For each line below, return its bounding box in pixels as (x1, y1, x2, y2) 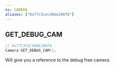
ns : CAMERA (5, 7, 28, 12)
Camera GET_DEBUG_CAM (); (5, 48, 57, 53)
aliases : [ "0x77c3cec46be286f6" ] (5, 12, 74, 17)
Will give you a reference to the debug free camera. (5, 57, 111, 63)
